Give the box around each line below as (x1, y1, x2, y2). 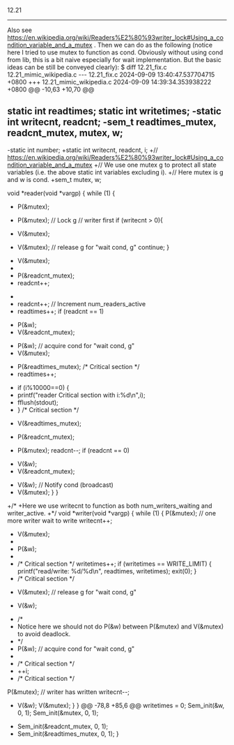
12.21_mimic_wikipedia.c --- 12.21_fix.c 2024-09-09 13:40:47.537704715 (7, 70, 215, 79)
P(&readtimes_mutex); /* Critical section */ (17, 362, 140, 370)
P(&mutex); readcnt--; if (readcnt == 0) (17, 446, 130, 454)
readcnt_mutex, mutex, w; (7, 127, 123, 139)
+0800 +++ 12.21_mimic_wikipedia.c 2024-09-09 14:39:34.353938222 (7, 78, 212, 86)
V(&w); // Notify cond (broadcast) (17, 481, 114, 489)
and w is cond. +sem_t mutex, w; (7, 175, 102, 183)
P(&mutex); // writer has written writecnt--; (7, 687, 130, 696)
